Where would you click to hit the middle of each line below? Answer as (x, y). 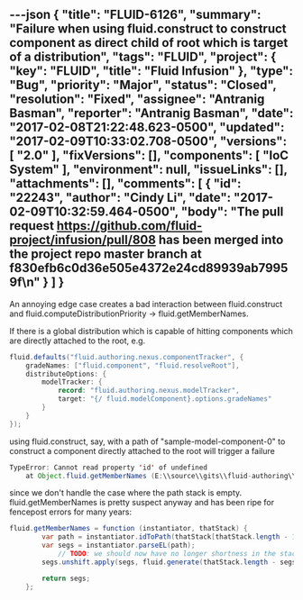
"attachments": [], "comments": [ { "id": (125, 184)
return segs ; (66, 578)
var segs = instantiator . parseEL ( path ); (119, 545)
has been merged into (221, 240)
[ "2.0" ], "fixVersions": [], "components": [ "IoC (149, 155)
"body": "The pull (232, 212)
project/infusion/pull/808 (83, 240)
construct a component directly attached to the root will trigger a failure (142, 450)
